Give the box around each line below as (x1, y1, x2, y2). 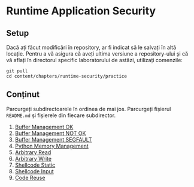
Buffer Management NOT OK (14, 130, 86, 137)
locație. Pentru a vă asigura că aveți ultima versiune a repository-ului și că (6, 50, 189, 57)
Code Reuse (14, 174, 46, 181)
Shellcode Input (14, 167, 54, 174)
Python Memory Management (14, 142, 89, 149)
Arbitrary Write (14, 155, 52, 162)
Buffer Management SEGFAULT (14, 136, 92, 143)
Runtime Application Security (6, 4, 156, 18)
